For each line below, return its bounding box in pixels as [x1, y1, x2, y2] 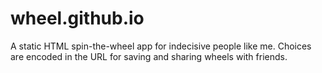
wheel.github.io [10, 7, 145, 30]
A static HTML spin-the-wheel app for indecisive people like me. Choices [10, 40, 312, 52]
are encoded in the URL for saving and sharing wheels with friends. [10, 50, 288, 62]
